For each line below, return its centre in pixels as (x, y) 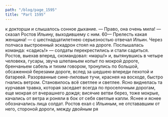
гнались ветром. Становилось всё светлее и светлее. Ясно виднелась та (84, 82)
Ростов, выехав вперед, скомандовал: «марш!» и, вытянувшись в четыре (84, 55)
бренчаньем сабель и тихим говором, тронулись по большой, (72, 66)
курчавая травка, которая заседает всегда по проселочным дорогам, (80, 87)
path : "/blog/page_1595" (31, 10)
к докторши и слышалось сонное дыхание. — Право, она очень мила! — (83, 29)
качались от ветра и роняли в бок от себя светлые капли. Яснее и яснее (83, 98)
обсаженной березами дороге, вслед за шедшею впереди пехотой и (79, 71)
